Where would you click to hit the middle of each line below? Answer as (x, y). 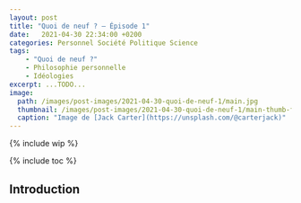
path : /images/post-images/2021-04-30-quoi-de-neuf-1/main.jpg (138, 101)
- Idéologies (50, 76)
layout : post (34, 18)
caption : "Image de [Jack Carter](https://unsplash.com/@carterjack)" (152, 118)
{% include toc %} (43, 161)
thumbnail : (38, 110)
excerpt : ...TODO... (48, 84)
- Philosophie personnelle (76, 68)
